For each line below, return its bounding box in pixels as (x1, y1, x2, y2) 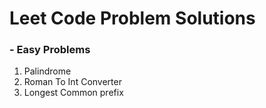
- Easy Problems (9, 43, 91, 57)
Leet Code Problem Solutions (9, 7, 256, 30)
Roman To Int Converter (23, 76, 122, 88)
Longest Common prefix (23, 87, 124, 99)
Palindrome (23, 65, 72, 77)
